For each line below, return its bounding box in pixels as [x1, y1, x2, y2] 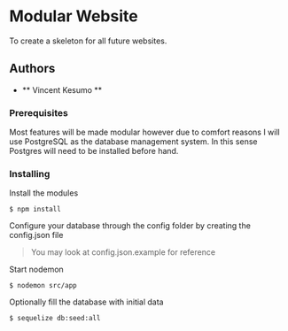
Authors [9, 61, 56, 76]
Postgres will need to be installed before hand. [9, 146, 179, 157]
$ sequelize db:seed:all [9, 314, 101, 323]
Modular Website [9, 6, 139, 27]
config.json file [9, 230, 64, 241]
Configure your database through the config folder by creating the [9, 220, 251, 231]
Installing [9, 167, 51, 180]
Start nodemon [9, 264, 64, 275]
